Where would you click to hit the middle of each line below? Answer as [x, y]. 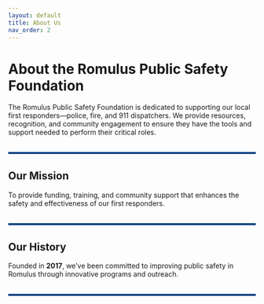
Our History [37, 247]
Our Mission [38, 176]
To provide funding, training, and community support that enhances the [124, 195]
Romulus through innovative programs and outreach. [93, 274]
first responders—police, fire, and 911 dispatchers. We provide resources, [127, 115]
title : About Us [35, 23]
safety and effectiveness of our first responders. [86, 203]
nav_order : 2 [29, 30]
